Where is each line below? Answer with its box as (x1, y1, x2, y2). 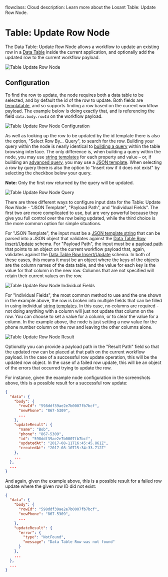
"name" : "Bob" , (18, 427, 50, 432)
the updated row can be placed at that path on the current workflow (5, 348, 145, 355)
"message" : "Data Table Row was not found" (23, 539, 115, 544)
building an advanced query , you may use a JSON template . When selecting (5, 159, 162, 165)
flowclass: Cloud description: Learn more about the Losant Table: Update (5, 5, 156, 10)
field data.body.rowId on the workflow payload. (5, 113, 103, 119)
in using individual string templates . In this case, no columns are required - (5, 303, 159, 309)
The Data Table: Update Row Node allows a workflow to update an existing (5, 44, 159, 50)
